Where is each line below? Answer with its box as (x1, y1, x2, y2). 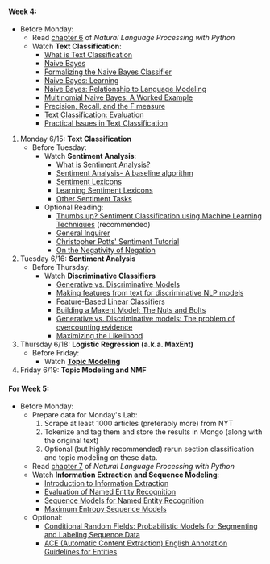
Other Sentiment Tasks (56, 194, 133, 204)
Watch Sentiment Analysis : (44, 151, 137, 161)
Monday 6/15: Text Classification (19, 134, 131, 144)
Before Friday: (31, 348, 80, 358)
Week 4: (8, 6, 38, 16)
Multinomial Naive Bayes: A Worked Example (44, 93, 193, 102)
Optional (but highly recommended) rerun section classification (44, 444, 255, 454)
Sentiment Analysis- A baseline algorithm (56, 168, 193, 178)
